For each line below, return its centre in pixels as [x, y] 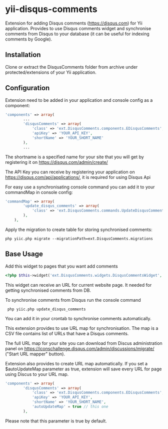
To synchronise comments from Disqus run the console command [73, 300]
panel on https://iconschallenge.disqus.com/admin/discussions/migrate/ [80, 348]
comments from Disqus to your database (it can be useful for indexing [77, 34]
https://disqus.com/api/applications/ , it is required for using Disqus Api [78, 177]
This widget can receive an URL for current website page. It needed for [78, 285]
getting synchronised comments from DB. [48, 290]
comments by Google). [29, 39]
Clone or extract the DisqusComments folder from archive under [71, 67]
